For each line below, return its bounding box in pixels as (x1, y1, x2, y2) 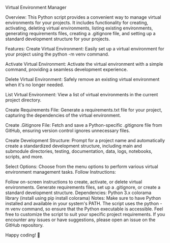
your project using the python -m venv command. (5, 51, 109, 57)
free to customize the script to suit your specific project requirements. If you (5, 211, 165, 217)
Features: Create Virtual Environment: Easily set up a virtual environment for (5, 46, 164, 51)
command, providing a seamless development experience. (5, 66, 128, 72)
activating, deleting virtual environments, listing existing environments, (5, 25, 153, 31)
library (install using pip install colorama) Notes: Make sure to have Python (5, 195, 161, 201)
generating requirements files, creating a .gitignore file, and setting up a (5, 31, 156, 36)
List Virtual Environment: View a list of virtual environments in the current (5, 92, 158, 97)
